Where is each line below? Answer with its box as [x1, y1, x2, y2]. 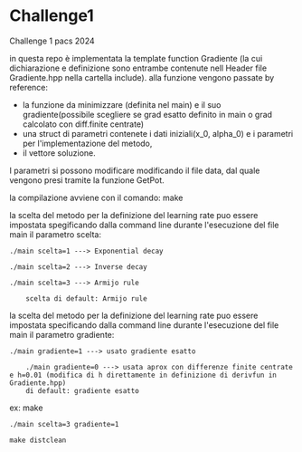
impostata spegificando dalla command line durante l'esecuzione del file [9, 219, 279, 230]
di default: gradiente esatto [25, 386, 140, 395]
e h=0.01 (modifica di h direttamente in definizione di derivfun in [9, 370, 278, 380]
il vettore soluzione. [22, 147, 97, 159]
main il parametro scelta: [9, 228, 102, 240]
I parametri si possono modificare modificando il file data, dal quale [9, 165, 260, 176]
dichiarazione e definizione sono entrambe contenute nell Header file [9, 63, 268, 73]
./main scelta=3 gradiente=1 [9, 419, 119, 428]
